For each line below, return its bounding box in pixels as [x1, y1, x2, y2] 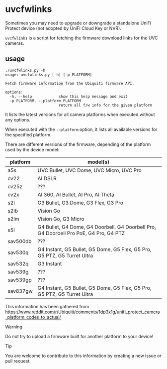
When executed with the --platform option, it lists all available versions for [5, 126, 158, 132]
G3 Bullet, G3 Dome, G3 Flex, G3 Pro [37, 199, 123, 206]
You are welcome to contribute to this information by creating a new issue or [5, 353, 162, 359]
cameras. [5, 40, 24, 46]
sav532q [7, 260, 29, 267]
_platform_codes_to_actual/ [5, 314, 61, 320]
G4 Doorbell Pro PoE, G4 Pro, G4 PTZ [37, 230, 125, 237]
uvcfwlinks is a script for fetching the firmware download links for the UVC [5, 35, 158, 41]
